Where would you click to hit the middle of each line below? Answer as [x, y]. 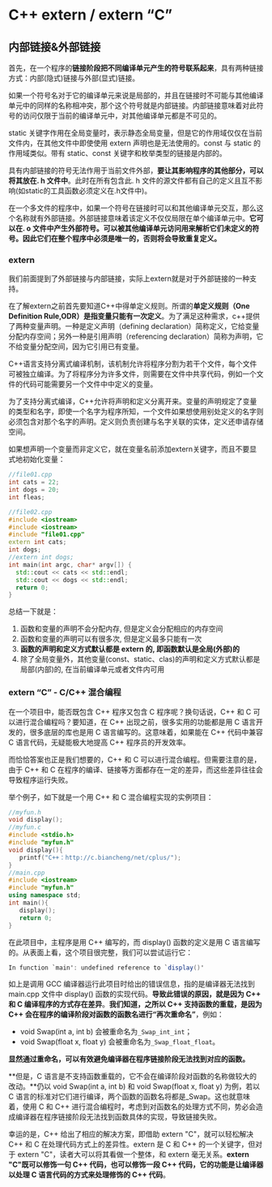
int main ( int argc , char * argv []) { [70, 565]
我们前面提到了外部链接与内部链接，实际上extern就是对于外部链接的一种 [129, 278]
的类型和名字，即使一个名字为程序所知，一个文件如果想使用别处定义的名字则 [136, 412]
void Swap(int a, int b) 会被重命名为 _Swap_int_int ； [106, 1032]
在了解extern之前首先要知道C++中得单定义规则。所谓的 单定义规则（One [129, 306]
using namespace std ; [45, 896]
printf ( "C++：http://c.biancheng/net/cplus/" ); [100, 857]
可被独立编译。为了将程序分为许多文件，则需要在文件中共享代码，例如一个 [132, 374]
